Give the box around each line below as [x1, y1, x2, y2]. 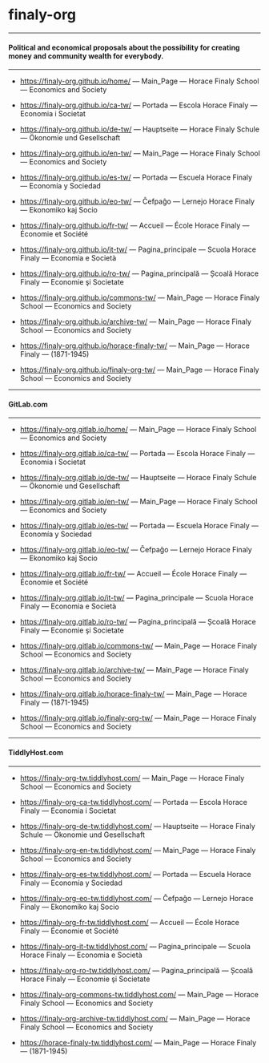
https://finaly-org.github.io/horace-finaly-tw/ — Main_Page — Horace [19, 341, 250, 350]
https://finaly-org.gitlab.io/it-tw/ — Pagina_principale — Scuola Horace [19, 593, 254, 603]
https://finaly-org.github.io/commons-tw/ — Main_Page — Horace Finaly [19, 293, 260, 302]
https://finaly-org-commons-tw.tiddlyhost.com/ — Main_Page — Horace [19, 989, 259, 999]
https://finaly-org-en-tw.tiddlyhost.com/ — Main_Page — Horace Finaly [19, 845, 256, 855]
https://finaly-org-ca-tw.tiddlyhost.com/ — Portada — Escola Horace [19, 797, 248, 806]
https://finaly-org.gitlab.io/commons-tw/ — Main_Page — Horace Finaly [19, 641, 258, 651]
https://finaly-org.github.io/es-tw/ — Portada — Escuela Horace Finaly [19, 172, 253, 182]
